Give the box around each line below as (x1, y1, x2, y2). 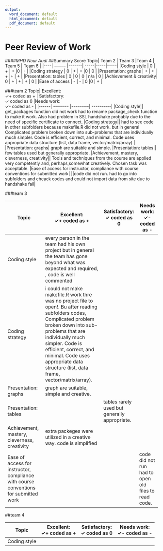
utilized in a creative (45, 434, 91, 441)
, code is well (45, 271, 75, 278)
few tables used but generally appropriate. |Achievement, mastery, (5, 150, 138, 156)
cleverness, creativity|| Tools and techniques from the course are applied (5, 155, 151, 161)
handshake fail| (5, 181, 36, 187)
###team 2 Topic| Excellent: (5, 88, 62, 94)
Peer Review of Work (5, 42, 91, 53)
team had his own (45, 241, 86, 247)
